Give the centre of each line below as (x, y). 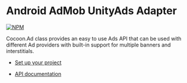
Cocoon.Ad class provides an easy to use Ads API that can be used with (94, 38)
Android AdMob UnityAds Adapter (91, 11)
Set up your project (38, 62)
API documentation (38, 74)
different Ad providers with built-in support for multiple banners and (88, 45)
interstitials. (20, 51)
